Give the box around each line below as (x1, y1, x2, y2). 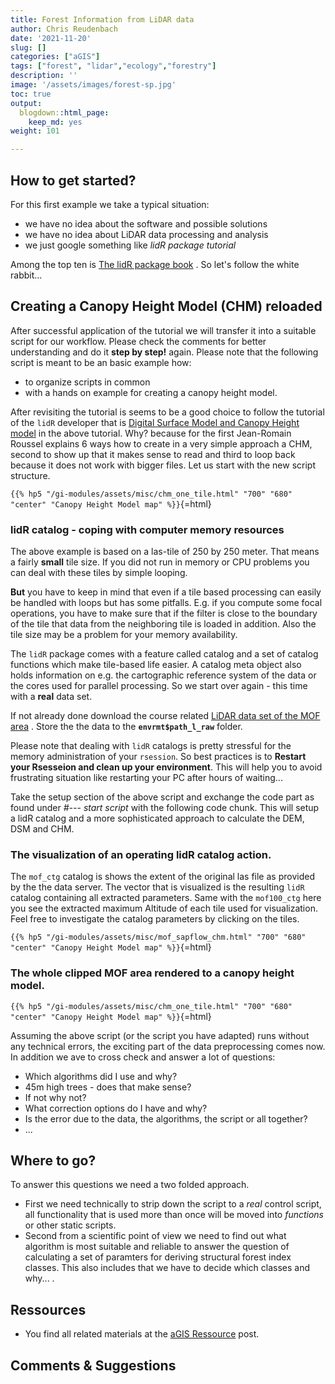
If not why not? (24, 1091, 87, 1103)
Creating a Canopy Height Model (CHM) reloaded (10, 298, 323, 315)
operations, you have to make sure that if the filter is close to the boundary (10, 607, 318, 620)
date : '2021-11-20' (10, 33, 92, 43)
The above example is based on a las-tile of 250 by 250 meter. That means (10, 546, 320, 558)
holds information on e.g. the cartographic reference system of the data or (10, 669, 317, 681)
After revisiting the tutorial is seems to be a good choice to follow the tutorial (10, 406, 325, 418)
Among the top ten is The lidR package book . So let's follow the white (10, 258, 300, 270)
